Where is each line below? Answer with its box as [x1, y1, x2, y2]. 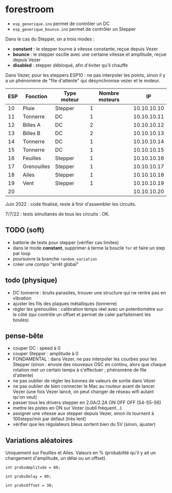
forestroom [5, 4, 54, 15]
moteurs [98, 96, 120, 103]
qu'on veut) [12, 394, 37, 400]
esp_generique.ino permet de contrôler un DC [12, 20, 110, 27]
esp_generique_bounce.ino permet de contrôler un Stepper [12, 26, 136, 32]
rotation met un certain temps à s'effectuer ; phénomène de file [12, 367, 147, 373]
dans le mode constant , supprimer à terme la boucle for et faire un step [12, 245, 165, 251]
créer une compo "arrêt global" [12, 261, 79, 267]
